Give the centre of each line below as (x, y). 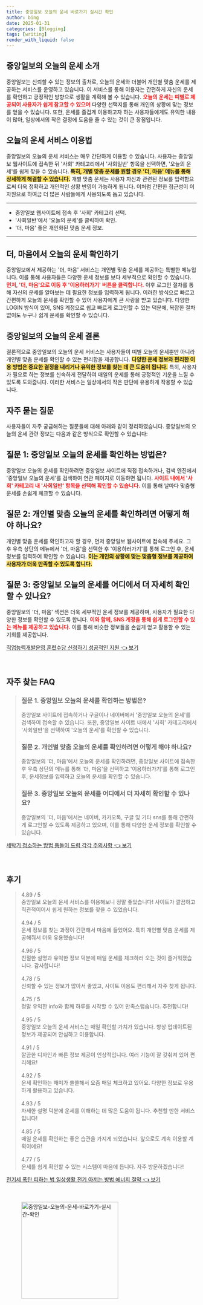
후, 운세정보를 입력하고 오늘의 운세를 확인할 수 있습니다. (86, 777)
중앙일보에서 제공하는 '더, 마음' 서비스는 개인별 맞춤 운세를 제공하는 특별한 (93, 270)
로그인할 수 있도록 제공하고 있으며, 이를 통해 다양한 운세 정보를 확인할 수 (112, 825)
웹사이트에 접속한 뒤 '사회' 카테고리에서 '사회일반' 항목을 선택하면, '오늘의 (99, 163)
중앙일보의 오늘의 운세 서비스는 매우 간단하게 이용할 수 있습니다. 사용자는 (92, 156)
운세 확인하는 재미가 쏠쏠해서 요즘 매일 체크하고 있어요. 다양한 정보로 (101, 1082)
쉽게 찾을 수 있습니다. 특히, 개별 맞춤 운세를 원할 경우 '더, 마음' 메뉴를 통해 (105, 171)
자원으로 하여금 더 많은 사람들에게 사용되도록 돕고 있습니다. (76, 194)
